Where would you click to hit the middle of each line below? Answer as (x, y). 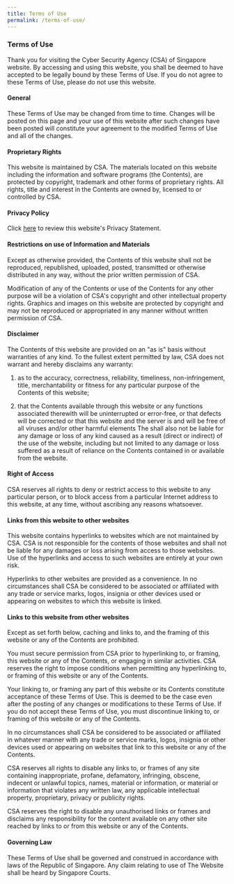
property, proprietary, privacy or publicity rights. (77, 798)
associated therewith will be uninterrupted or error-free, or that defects (119, 413)
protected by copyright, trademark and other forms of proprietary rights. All (116, 182)
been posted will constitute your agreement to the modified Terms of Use (112, 128)
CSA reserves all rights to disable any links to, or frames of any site (103, 768)
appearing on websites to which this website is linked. (85, 601)
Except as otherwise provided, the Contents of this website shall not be (109, 260)
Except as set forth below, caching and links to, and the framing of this (108, 633)
